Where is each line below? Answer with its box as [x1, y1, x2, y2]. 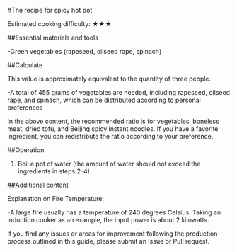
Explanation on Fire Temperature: [7, 195, 105, 202]
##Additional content [7, 181, 69, 189]
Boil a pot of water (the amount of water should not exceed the [17, 159, 201, 168]
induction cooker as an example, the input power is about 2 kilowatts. [7, 216, 210, 224]
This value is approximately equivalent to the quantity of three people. [7, 74, 212, 83]
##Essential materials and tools [7, 33, 99, 42]
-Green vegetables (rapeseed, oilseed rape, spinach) [7, 47, 162, 55]
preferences [7, 103, 43, 112]
